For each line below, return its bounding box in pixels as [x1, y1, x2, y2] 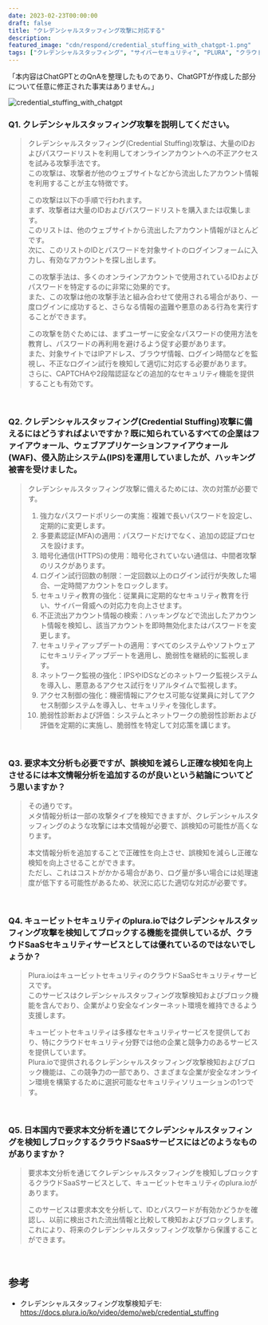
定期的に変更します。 [39, 520, 110, 530]
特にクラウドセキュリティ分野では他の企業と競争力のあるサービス [41, 1038, 258, 1047]
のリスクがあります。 [39, 560, 110, 570]
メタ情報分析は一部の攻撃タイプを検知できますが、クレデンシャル [27, 810, 245, 820]
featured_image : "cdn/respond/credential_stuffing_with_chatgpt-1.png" [8, 41, 251, 49]
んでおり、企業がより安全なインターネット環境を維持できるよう [49, 1000, 258, 1010]
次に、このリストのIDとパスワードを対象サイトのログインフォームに [27, 245, 251, 255]
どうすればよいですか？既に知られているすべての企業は [40, 428, 252, 440]
